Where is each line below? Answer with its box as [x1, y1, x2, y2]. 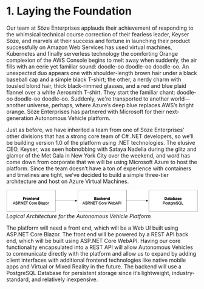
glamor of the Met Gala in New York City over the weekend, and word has [6, 151, 190, 159]
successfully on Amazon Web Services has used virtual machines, [6, 44, 172, 51]
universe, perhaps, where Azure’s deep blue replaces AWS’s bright [27, 101, 194, 108]
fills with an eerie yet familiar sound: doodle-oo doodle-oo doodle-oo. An [6, 62, 189, 70]
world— [170, 95, 190, 102]
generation [6, 114, 33, 122]
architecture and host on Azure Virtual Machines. [6, 178, 129, 185]
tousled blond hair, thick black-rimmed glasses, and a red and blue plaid [6, 82, 186, 89]
